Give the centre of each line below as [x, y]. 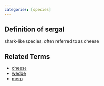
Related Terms [27, 56]
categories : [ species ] [28, 10]
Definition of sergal [35, 30]
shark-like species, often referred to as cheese [52, 41]
